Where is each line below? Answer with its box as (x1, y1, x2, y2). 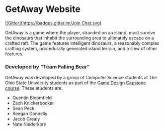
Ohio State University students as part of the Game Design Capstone (5, 80, 146, 86)
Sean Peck (12, 106, 35, 112)
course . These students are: (5, 85, 63, 91)
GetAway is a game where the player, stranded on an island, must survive (5, 29, 156, 35)
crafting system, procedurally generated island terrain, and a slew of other (5, 45, 158, 51)
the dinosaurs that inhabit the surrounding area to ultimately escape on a (5, 35, 154, 41)
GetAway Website (5, 3, 81, 15)
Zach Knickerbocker (12, 100, 54, 106)
